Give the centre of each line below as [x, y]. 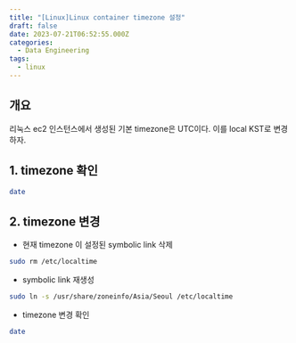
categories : [31, 42]
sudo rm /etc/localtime [53, 262]
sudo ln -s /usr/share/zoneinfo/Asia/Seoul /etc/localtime [121, 297]
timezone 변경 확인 [56, 314]
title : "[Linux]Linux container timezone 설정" [97, 17]
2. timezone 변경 [55, 221]
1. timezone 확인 [53, 171]
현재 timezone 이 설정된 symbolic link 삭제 [98, 245]
